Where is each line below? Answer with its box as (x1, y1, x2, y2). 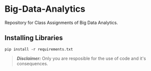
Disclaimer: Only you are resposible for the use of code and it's (16, 55, 146, 61)
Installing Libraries (4, 34, 63, 42)
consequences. (16, 60, 48, 67)
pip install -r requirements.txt (4, 47, 73, 52)
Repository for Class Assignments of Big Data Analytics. (4, 20, 119, 25)
